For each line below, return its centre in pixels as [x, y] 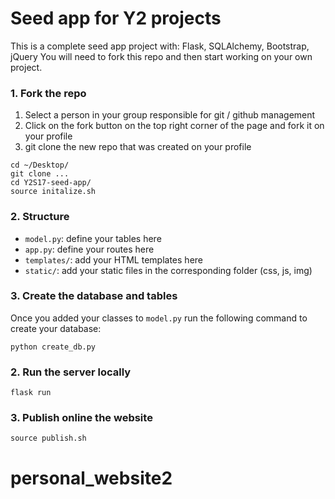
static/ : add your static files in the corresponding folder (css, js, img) [168, 270]
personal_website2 [91, 478]
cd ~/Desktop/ [40, 165]
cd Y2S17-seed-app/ [51, 183]
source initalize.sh [53, 192]
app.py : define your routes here [89, 249]
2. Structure [40, 217]
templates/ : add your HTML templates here [113, 259]
